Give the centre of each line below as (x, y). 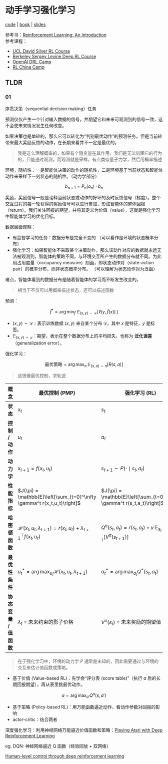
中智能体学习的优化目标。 (31, 216)
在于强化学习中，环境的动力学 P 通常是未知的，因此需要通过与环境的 (88, 661)
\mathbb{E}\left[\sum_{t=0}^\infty (57, 497)
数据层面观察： (20, 227)
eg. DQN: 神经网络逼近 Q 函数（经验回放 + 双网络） (58, 746)
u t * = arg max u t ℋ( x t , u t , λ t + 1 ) (52, 572)
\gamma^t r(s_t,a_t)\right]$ (132, 503)
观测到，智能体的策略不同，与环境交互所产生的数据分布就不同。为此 (91, 256)
